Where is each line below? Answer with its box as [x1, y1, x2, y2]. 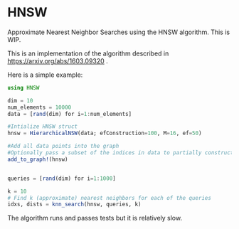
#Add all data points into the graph [7, 143, 119, 150]
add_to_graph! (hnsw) [7, 156, 69, 163]
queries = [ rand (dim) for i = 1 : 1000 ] [7, 175, 116, 182]
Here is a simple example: [7, 70, 83, 79]
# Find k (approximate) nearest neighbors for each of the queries [7, 194, 212, 201]
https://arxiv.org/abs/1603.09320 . [7, 56, 108, 65]
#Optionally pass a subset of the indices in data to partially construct [7, 149, 234, 156]
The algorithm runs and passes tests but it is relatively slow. [7, 214, 183, 223]
